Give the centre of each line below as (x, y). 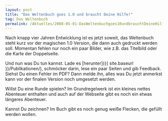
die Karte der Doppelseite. (32, 54)
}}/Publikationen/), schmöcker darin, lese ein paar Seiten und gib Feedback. (83, 69)
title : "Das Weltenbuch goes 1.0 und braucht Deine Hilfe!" (69, 14)
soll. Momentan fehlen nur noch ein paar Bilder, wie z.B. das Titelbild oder (81, 48)
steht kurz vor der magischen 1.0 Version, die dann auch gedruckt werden (81, 43)
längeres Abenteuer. (26, 100)
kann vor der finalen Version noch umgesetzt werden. (60, 79)
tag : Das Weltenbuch (27, 19)
